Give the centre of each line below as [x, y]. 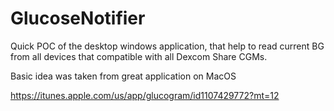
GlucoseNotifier [78, 18]
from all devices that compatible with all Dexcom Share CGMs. [139, 56]
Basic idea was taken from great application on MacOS [123, 76]
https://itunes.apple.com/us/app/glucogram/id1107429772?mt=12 [145, 95]
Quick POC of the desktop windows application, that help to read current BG [167, 46]
